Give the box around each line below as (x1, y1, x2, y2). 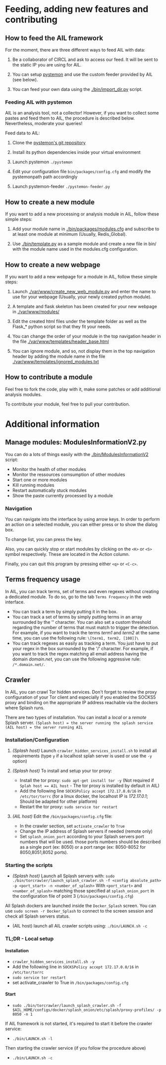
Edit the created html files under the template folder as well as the (12, 318, 147, 324)
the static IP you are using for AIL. (12, 62, 82, 67)
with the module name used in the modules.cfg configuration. (12, 246, 138, 252)
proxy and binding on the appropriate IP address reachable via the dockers (5, 699, 158, 705)
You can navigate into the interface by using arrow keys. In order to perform (5, 516, 160, 522)
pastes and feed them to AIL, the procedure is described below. (5, 115, 135, 121)
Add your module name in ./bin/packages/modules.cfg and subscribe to (12, 226, 160, 232)
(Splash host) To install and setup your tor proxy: (12, 768, 112, 774)
